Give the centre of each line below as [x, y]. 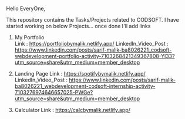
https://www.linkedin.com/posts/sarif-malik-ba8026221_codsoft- [93, 50]
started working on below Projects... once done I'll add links [78, 26]
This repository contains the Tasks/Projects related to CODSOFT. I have [92, 20]
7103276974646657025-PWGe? [54, 92]
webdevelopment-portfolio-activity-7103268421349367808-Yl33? [95, 56]
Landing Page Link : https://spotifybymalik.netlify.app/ [80, 74]
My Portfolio [29, 37]
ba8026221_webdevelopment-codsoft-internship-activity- [85, 86]
